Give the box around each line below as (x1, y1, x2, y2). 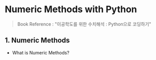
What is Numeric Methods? (12, 49, 70, 55)
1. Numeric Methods (5, 36, 70, 45)
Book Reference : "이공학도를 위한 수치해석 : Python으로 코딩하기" (17, 21, 151, 27)
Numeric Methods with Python (5, 4, 137, 15)
